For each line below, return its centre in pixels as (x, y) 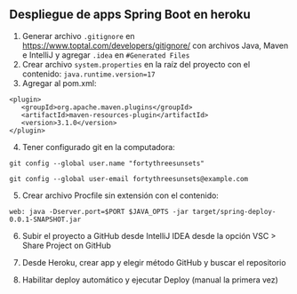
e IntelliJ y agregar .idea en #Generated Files (106, 55)
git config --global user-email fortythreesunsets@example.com (129, 179)
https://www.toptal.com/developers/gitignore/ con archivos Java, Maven (155, 45)
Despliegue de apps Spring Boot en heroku (130, 15)
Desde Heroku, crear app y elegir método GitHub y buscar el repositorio (154, 262)
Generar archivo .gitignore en (78, 36)
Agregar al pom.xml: (59, 83)
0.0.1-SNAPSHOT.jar (45, 219)
